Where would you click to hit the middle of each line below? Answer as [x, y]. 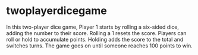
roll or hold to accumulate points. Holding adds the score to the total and [95, 39]
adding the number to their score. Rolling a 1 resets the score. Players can [96, 33]
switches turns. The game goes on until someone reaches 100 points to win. [100, 46]
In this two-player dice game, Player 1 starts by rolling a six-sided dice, [93, 27]
